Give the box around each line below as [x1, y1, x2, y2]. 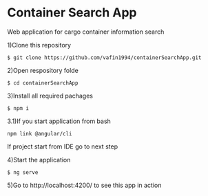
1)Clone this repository [7, 41, 71, 49]
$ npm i [7, 105, 30, 111]
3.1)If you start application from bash [7, 117, 112, 125]
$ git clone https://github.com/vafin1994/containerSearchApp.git [7, 54, 202, 61]
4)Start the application [7, 155, 71, 164]
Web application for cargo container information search [7, 28, 165, 36]
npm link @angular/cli [7, 130, 72, 137]
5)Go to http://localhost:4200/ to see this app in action [7, 181, 162, 189]
